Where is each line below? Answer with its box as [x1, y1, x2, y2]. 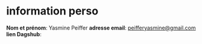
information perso [6, 4, 98, 18]
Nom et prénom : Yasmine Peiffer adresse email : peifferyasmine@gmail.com [6, 24, 196, 31]
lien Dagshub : [6, 30, 42, 37]
